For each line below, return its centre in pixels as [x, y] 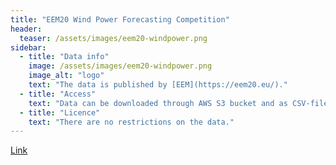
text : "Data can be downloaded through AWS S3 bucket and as [158, 103]
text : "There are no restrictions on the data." [131, 122]
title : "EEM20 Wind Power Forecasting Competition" [120, 19]
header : [26, 29]
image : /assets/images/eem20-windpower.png [120, 66]
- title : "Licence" [60, 112]
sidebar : [28, 47]
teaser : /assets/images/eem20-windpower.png [113, 38]
